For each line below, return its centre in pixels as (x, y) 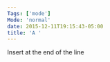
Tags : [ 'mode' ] (29, 13)
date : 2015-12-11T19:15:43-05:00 (55, 26)
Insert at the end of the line (46, 52)
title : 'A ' (24, 33)
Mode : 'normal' (29, 20)
